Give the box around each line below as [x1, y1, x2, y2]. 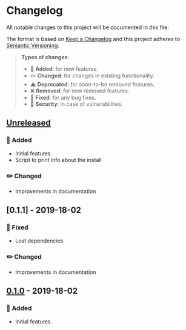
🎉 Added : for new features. [30, 65, 99, 73]
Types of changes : [21, 53, 70, 60]
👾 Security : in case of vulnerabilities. [30, 100, 123, 108]
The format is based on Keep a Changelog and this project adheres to [6, 35, 181, 42]
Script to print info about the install [15, 156, 102, 163]
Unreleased [6, 118, 51, 128]
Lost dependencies [15, 237, 64, 244]
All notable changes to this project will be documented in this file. [6, 24, 170, 31]
